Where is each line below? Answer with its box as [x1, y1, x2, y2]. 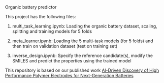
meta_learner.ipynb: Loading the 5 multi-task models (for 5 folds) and [12, 38, 154, 44]
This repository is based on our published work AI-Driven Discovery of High [5, 67, 159, 73]
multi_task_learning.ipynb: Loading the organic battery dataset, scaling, [12, 23, 158, 29]
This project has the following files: [5, 14, 76, 19]
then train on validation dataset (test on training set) [12, 43, 118, 49]
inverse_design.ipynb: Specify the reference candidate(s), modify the [12, 53, 153, 58]
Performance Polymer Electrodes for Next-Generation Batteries [5, 73, 134, 78]
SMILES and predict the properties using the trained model [12, 58, 131, 63]
